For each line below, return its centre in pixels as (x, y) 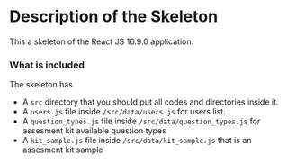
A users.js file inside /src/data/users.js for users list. (124, 112)
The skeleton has (41, 85)
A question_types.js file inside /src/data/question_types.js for (141, 121)
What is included (47, 65)
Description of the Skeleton (114, 17)
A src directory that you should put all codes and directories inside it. (150, 102)
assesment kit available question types (94, 131)
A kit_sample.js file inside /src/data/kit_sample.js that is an (137, 141)
